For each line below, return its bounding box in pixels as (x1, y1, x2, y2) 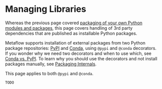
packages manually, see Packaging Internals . (5, 61, 97, 67)
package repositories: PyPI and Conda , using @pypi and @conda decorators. (5, 45, 157, 51)
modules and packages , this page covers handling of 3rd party (5, 25, 133, 31)
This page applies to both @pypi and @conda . (5, 70, 94, 76)
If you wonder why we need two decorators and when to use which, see (5, 50, 152, 56)
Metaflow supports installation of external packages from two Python (5, 40, 146, 45)
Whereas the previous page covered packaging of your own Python (5, 20, 143, 26)
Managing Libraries (5, 3, 86, 15)
